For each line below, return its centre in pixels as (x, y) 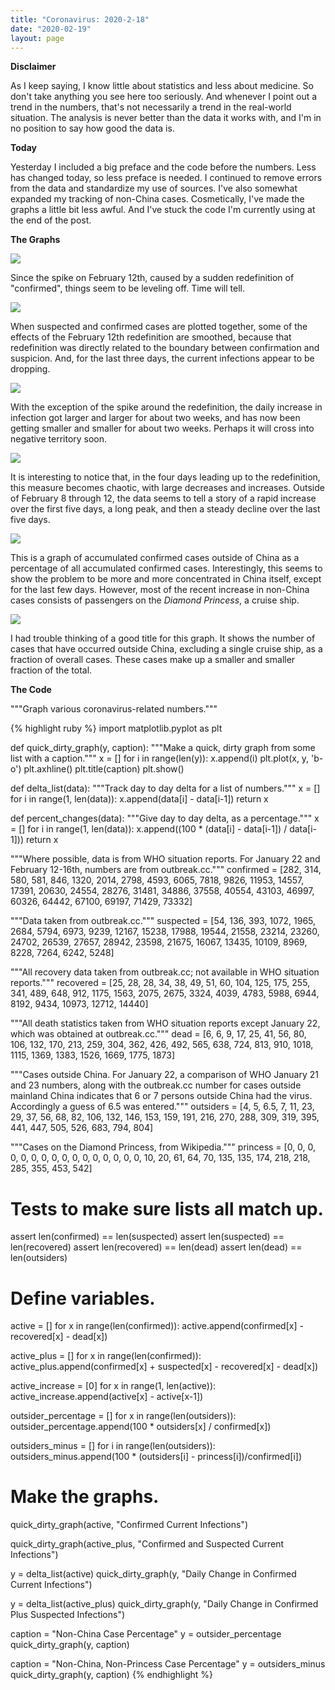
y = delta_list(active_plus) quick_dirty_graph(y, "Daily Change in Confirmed (164, 1604)
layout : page (37, 38)
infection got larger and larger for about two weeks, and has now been (155, 418)
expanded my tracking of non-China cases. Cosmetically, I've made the (157, 199)
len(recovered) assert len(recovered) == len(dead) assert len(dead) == (156, 1247)
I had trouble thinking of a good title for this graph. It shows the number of (163, 638)
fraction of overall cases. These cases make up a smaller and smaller (153, 660)
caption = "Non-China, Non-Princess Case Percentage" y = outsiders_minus (168, 1664)
